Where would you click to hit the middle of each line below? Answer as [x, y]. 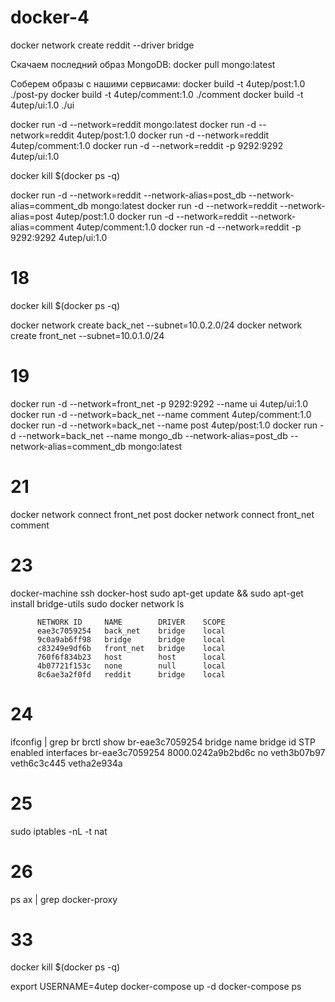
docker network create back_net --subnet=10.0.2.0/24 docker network [156, 325]
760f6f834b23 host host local [131, 657]
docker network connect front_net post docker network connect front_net [162, 514]
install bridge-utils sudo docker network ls [97, 603]
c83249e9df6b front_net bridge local [131, 648]
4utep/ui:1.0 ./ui [42, 105]
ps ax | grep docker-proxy [64, 899]
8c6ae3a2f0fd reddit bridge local [131, 674]
